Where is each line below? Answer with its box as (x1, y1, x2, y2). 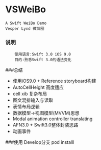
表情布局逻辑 (12, 104, 40, 110)
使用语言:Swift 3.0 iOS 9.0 (14, 52, 71, 57)
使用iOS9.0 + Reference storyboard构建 (12, 78, 96, 84)
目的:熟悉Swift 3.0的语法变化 (14, 58, 72, 63)
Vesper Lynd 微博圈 (5, 26, 44, 31)
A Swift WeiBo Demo (5, 21, 47, 26)
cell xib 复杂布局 (12, 91, 47, 97)
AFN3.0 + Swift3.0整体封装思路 (12, 122, 79, 128)
